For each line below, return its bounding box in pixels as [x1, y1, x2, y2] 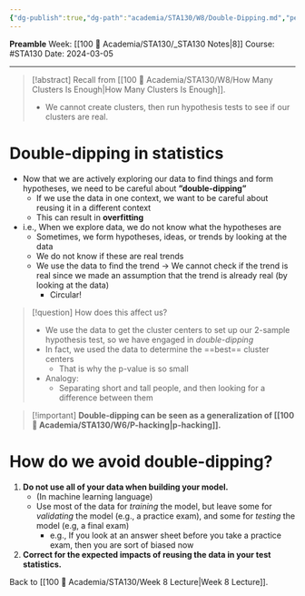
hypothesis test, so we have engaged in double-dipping [44, 334, 254, 345]
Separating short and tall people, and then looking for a [58, 382, 266, 393]
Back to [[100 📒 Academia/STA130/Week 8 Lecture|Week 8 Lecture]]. [9, 576, 269, 587]
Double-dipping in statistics [9, 143, 224, 164]
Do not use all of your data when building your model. [22, 481, 229, 492]
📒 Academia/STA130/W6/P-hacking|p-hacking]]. [31, 419, 221, 430]
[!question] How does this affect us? [31, 307, 168, 318]
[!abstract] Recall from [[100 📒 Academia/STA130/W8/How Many [31, 74, 274, 85]
